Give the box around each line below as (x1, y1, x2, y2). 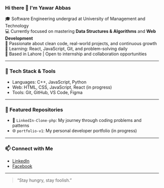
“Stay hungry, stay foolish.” (17, 177, 72, 183)
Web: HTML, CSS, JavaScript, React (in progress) (12, 84, 112, 90)
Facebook (12, 164, 33, 169)
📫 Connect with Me (5, 145, 53, 152)
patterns (12, 122, 29, 128)
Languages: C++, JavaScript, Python (12, 79, 87, 85)
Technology (5, 23, 29, 29)
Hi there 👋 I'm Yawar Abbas (5, 4, 71, 11)
